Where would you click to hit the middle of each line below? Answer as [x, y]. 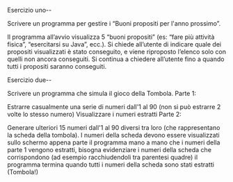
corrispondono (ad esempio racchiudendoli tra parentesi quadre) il [103, 157]
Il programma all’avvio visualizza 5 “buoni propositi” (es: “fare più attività [111, 37]
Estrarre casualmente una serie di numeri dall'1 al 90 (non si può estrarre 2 [114, 107]
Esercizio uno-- [30, 10]
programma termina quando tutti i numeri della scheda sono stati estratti [111, 165]
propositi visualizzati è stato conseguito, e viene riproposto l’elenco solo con [116, 52]
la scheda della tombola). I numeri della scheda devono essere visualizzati [114, 135]
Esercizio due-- [30, 80]
